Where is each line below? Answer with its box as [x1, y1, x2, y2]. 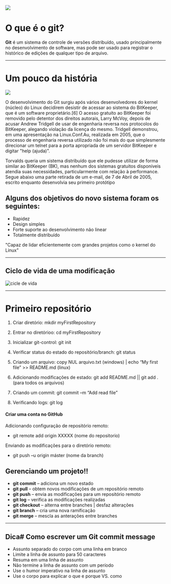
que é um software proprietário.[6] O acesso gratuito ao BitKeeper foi [5, 110, 151, 116]
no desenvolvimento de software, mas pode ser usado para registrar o [5, 44, 153, 50]
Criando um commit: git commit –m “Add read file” [12, 390, 118, 396]
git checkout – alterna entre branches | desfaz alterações [12, 502, 134, 508]
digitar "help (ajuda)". [5, 148, 50, 154]
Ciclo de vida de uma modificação [5, 267, 116, 275]
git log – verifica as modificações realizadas [12, 497, 105, 503]
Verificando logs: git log [12, 400, 63, 406]
